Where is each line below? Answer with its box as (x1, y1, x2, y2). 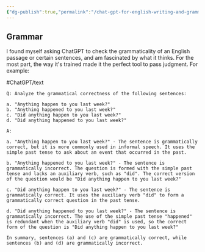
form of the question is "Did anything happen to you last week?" (6, 224, 179, 231)
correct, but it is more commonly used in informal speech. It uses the (6, 144, 195, 150)
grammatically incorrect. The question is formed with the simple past (6, 165, 192, 171)
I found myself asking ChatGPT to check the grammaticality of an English (6, 48, 190, 55)
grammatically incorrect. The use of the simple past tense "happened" (6, 214, 192, 220)
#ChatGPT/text (6, 79, 44, 86)
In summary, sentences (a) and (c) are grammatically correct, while (6, 235, 187, 241)
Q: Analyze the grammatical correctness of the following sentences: (6, 91, 187, 97)
